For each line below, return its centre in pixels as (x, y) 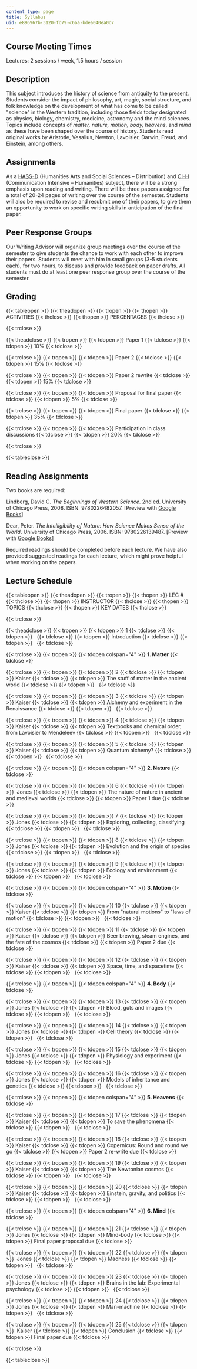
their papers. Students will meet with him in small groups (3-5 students (92, 259)
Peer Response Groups (49, 233)
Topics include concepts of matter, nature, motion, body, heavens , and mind (98, 125)
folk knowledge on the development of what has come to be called (87, 106)
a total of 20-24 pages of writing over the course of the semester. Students (97, 195)
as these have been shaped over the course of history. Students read (90, 131)
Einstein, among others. (35, 143)
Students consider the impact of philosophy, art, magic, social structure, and (99, 100)
